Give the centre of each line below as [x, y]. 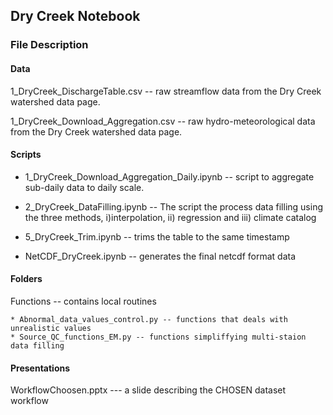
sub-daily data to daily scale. [84, 187]
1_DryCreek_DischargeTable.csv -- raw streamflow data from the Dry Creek [166, 91]
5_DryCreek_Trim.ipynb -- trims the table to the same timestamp [157, 236]
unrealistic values [51, 328]
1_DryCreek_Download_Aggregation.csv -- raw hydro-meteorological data [163, 121]
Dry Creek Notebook [75, 16]
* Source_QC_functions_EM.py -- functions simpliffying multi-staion [158, 337]
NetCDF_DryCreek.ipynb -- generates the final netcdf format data [160, 256]
